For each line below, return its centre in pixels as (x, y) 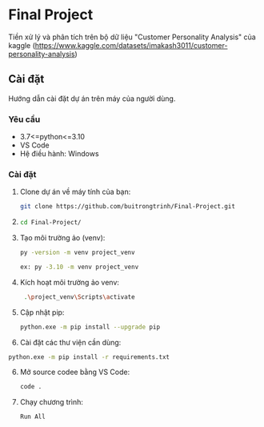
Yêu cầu (24, 119)
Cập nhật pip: (42, 312)
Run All (32, 417)
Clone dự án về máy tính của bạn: (75, 192)
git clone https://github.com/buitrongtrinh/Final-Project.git (128, 207)
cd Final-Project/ (50, 223)
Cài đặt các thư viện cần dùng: (70, 342)
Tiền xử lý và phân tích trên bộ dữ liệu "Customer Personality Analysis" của (132, 37)
